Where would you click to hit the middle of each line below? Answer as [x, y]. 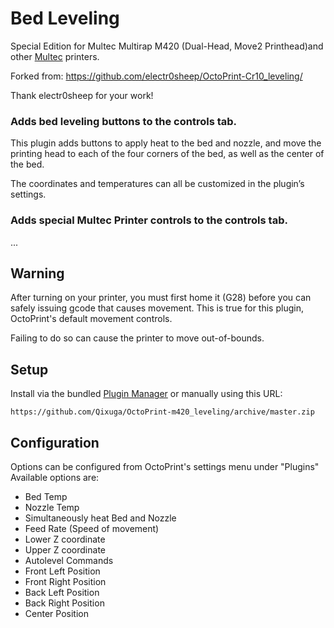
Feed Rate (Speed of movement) [92, 528]
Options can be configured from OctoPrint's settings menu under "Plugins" [165, 466]
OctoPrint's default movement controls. [91, 319]
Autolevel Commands [69, 560]
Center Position [56, 613]
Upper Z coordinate [65, 549]
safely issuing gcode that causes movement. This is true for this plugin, [157, 308]
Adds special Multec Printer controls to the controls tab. [149, 220]
